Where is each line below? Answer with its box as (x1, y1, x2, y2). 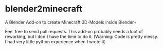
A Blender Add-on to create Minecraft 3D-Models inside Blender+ (5, 19, 137, 25)
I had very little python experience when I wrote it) (5, 38, 106, 44)
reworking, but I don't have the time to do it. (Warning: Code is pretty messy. (5, 34, 159, 39)
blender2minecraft (5, 3, 83, 14)
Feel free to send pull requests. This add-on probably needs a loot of (5, 28, 143, 34)
